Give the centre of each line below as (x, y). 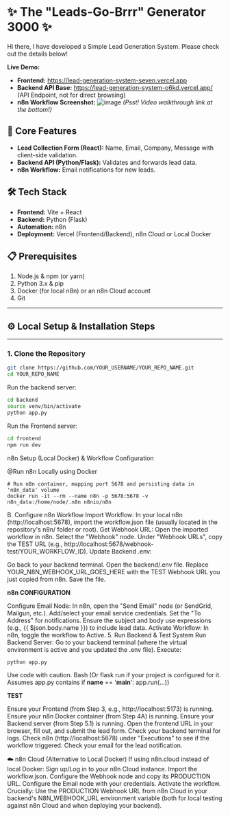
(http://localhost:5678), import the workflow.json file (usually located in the (112, 522)
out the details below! (38, 54)
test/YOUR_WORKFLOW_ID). (48, 551)
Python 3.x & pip (40, 284)
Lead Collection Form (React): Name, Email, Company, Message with (115, 148)
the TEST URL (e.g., (35, 544)
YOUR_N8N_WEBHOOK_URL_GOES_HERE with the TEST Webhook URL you (114, 571)
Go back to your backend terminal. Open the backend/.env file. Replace (108, 565)
